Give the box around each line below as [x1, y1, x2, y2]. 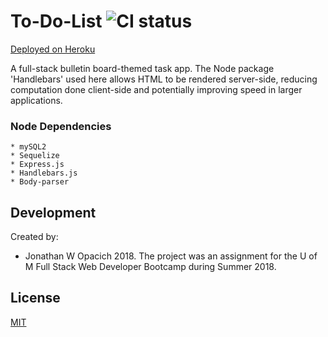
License [10, 290, 61, 307]
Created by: [10, 231, 59, 243]
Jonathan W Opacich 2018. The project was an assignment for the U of [24, 250, 318, 262]
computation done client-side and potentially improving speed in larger [10, 83, 303, 95]
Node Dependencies [10, 119, 112, 133]
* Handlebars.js [10, 168, 78, 179]
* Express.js [10, 160, 65, 170]
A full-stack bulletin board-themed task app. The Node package [10, 62, 275, 74]
